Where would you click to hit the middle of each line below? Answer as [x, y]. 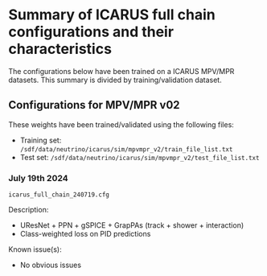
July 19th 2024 [38, 178]
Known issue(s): [35, 249]
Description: [29, 210]
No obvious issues [51, 265]
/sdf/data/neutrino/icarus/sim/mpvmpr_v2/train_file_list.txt [126, 149]
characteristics [60, 49]
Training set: [41, 140]
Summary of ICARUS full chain [112, 15]
